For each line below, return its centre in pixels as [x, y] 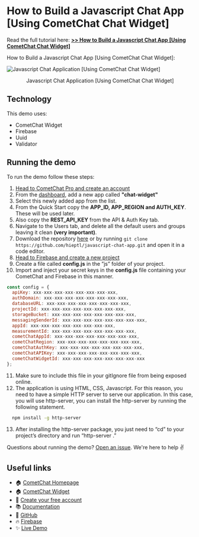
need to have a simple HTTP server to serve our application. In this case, [104, 394]
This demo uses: [27, 113]
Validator [26, 144]
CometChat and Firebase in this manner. [65, 276]
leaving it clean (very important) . [56, 232]
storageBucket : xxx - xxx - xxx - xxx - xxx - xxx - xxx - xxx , [74, 314]
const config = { [28, 287]
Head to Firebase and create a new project [68, 257]
